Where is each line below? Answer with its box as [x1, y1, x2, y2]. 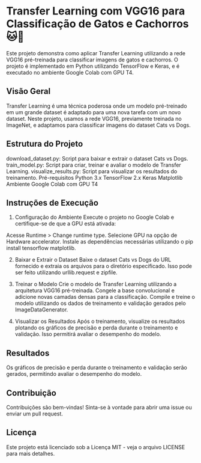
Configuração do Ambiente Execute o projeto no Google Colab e [14, 213, 175, 221]
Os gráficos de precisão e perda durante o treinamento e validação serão [6, 364, 187, 371]
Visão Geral [6, 86, 51, 97]
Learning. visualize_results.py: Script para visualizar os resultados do [6, 167, 178, 175]
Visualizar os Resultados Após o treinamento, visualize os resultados [14, 317, 185, 325]
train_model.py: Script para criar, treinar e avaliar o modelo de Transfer [6, 161, 181, 168]
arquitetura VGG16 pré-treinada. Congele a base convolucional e [14, 287, 175, 294]
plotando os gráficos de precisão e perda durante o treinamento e [14, 324, 178, 331]
